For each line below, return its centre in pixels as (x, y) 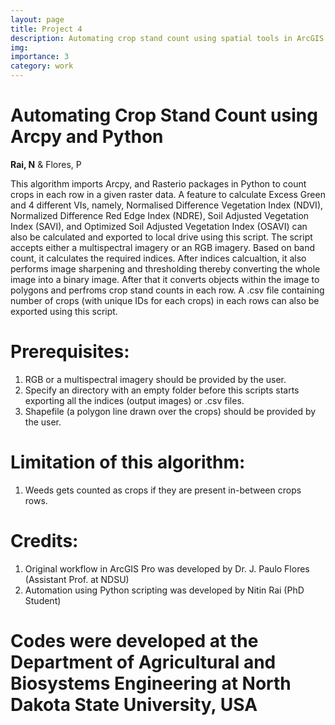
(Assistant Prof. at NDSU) (77, 579)
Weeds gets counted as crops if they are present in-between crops (163, 490)
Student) (43, 600)
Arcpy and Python (87, 137)
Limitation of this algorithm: (128, 462)
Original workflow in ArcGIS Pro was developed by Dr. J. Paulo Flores (167, 568)
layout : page (37, 19)
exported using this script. (64, 311)
